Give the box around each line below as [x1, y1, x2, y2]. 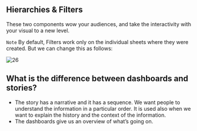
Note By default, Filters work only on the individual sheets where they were [6, 38, 189, 45]
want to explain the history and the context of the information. [14, 111, 166, 118]
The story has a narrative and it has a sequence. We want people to [14, 98, 180, 106]
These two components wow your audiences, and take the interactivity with [6, 20, 192, 27]
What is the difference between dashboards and [6, 74, 189, 84]
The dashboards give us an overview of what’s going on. [14, 117, 153, 124]
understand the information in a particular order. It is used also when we [14, 105, 191, 112]
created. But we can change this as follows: [6, 45, 113, 52]
